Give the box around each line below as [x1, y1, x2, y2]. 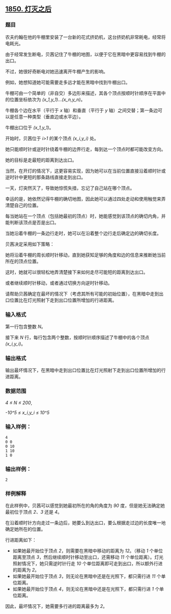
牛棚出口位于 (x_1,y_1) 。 [5, 124, 54, 130]
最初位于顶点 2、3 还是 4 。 [5, 509, 63, 515]
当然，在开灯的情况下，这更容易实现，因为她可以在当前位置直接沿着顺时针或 [5, 168, 166, 174]
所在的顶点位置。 [5, 258, 41, 264]
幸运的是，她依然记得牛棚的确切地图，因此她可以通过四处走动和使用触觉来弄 [5, 196, 166, 202]
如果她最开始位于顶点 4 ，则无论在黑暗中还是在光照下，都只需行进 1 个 [12, 586, 160, 592]
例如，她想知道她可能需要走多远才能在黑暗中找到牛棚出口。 [5, 79, 130, 85]
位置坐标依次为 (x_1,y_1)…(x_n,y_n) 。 [9, 96, 85, 102]
